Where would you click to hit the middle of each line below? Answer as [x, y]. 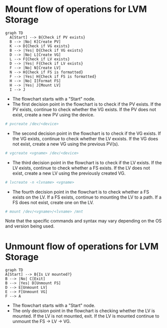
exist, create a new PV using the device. [53, 114]
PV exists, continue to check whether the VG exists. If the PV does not [84, 109]
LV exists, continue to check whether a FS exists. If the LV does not [81, 168]
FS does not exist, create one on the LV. [53, 202]
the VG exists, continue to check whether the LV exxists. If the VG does [85, 138]
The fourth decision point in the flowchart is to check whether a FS [81, 192]
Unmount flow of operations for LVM [82, 246]
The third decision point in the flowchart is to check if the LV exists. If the [87, 162]
